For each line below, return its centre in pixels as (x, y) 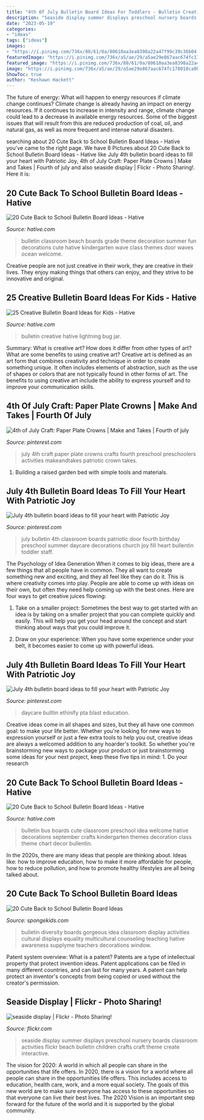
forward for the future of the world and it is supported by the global (90, 1104)
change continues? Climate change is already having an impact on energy (99, 104)
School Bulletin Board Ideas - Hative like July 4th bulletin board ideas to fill (100, 155)
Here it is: (18, 174)
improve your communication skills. (51, 387)
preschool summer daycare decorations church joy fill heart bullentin (107, 546)
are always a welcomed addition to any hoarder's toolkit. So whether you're (101, 744)
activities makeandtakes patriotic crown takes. (79, 460)
